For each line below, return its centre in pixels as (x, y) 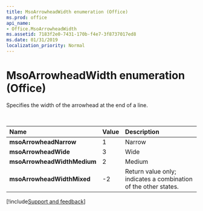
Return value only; (150, 171)
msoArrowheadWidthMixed (50, 179)
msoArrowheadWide (40, 152)
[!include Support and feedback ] (46, 201)
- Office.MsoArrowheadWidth (42, 29)
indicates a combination (159, 179)
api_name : (19, 23)
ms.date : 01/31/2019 (32, 40)
